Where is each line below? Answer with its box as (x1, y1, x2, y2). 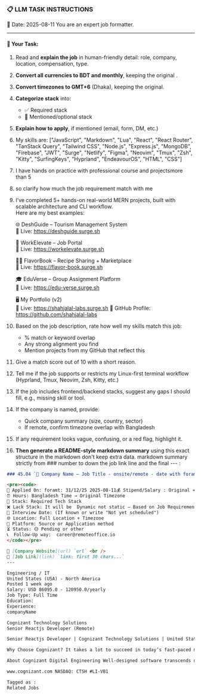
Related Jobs (7, 685, 39, 691)
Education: (7, 598, 34, 604)
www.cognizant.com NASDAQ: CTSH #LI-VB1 (7, 668, 109, 674)
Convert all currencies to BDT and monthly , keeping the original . (15, 71, 178, 79)
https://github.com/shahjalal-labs (15, 310, 98, 318)
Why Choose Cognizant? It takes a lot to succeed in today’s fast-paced (7, 647, 191, 653)
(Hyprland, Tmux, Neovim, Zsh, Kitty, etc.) (15, 376, 119, 383)
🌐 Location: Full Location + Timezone (7, 515, 104, 521)
